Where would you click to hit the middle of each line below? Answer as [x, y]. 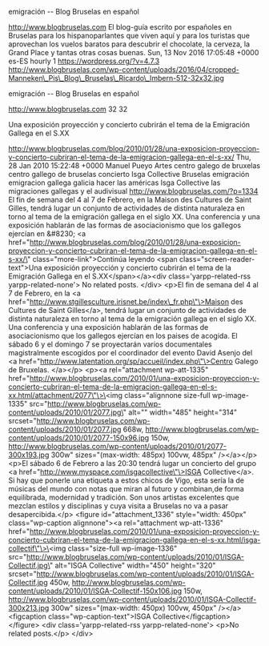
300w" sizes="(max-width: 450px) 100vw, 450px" [134, 608]
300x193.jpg [29, 455]
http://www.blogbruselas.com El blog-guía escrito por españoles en [120, 27]
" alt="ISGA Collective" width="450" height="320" [132, 565]
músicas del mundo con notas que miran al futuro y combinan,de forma [126, 489]
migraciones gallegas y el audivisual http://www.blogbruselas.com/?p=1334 [133, 191]
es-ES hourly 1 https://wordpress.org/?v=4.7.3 [84, 61]
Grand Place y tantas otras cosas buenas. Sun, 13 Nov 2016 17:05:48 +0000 [134, 52]
